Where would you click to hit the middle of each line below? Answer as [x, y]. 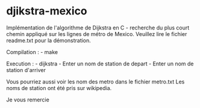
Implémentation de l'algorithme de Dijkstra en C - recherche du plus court [98, 28]
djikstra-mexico [47, 11]
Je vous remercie [28, 100]
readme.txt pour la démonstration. [49, 40]
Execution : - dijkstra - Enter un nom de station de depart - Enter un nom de [100, 64]
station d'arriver [26, 70]
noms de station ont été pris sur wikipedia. [59, 88]
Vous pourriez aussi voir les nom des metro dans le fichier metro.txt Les [95, 82]
